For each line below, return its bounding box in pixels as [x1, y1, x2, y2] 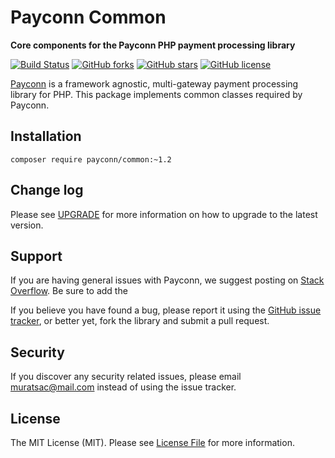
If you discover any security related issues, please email [10, 371, 242, 383]
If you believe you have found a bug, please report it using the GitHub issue [10, 304, 322, 316]
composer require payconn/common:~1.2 [10, 154, 172, 165]
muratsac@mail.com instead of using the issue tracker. [10, 381, 237, 393]
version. [10, 219, 44, 231]
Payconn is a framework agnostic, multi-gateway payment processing [10, 77, 299, 90]
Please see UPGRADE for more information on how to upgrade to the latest [10, 208, 318, 220]
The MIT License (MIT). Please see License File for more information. [10, 437, 295, 448]
